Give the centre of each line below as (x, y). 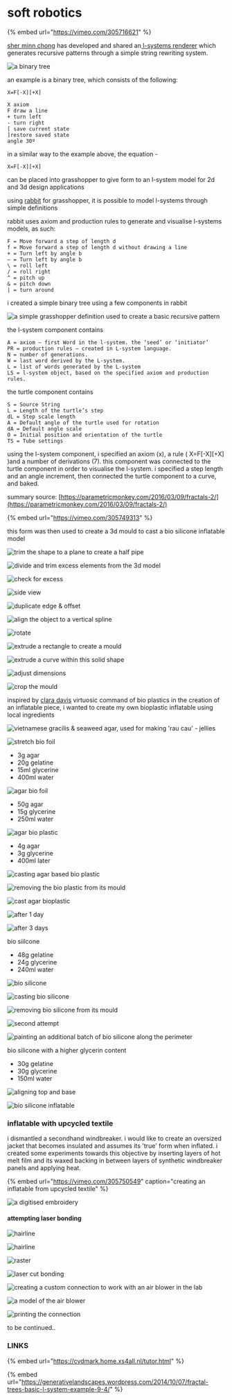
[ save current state (38, 129)
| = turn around (30, 290)
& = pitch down (29, 284)
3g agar (28, 755)
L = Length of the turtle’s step (55, 410)
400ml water (35, 777)
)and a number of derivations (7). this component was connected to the (109, 461)
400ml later (34, 860)
